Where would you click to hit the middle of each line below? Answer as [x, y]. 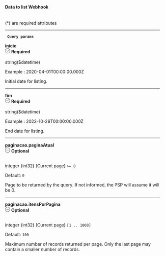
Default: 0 [15, 176]
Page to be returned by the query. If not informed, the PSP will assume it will [82, 185]
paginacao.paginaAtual [29, 145]
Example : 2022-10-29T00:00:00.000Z [44, 121]
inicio [11, 46]
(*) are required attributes [31, 23]
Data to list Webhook [27, 7]
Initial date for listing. [26, 81]
